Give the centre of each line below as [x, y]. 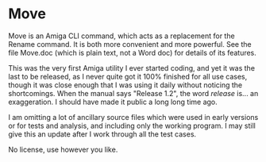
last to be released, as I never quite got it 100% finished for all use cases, [128, 76]
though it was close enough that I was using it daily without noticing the [125, 85]
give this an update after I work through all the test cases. [102, 134]
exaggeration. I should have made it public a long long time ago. [113, 102]
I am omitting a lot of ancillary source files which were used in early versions [133, 117]
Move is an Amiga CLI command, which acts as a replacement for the [122, 36]
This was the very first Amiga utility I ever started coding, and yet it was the [132, 67]
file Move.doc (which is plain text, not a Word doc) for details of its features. [132, 52]
